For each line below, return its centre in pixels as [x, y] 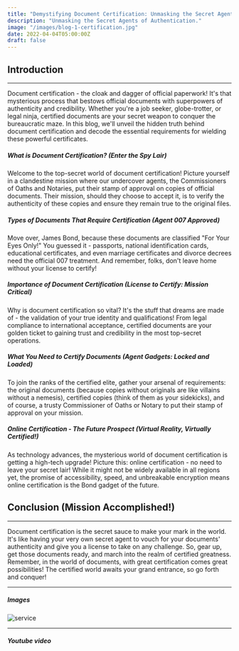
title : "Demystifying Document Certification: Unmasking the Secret [111, 14]
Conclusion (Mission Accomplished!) [91, 508]
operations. [24, 340]
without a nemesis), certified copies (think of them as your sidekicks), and [116, 398]
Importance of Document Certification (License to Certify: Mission [108, 284]
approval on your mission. [45, 413]
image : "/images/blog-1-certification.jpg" [73, 27]
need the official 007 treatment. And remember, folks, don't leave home [112, 261]
